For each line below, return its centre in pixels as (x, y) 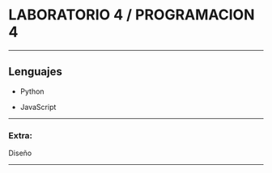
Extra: (21, 135)
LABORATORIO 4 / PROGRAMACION (132, 15)
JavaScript (38, 107)
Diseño (20, 153)
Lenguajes (35, 72)
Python (32, 91)
